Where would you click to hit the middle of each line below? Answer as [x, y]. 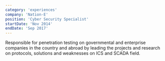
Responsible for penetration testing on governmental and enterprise [75, 42]
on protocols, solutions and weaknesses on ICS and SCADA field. [73, 53]
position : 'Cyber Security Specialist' [47, 19]
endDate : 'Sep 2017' [27, 28]
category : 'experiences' [31, 10]
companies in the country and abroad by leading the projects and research [83, 48]
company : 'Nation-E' [27, 14]
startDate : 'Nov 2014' [29, 24]
